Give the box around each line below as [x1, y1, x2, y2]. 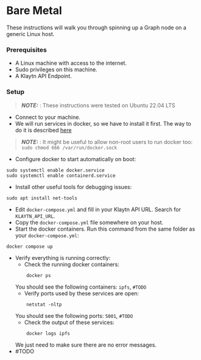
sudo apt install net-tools [6, 195, 78, 201]
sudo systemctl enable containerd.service [6, 172, 116, 179]
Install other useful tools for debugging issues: [15, 183, 132, 190]
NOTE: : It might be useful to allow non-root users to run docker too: [21, 138, 193, 145]
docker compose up [6, 243, 53, 250]
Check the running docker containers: [24, 261, 120, 268]
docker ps [26, 272, 51, 278]
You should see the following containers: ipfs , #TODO [15, 283, 147, 290]
